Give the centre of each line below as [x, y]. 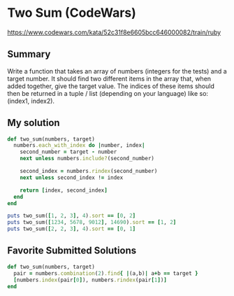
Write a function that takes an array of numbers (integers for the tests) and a [117, 71]
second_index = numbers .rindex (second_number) [89, 171]
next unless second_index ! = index [72, 177]
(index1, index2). [31, 101]
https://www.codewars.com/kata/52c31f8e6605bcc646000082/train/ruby [114, 32]
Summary [29, 54]
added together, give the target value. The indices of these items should [111, 86]
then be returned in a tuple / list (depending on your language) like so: [108, 93]
